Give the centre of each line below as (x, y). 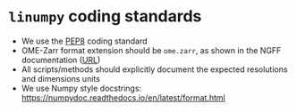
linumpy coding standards (105, 16)
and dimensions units (60, 78)
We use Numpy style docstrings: (81, 88)
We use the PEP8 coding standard (84, 41)
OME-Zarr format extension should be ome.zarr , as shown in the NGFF (151, 50)
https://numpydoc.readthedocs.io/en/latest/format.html (123, 97)
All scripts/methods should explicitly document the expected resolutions (154, 69)
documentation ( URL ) (61, 60)
